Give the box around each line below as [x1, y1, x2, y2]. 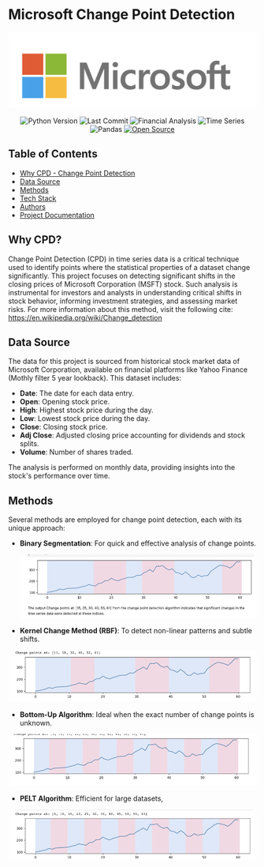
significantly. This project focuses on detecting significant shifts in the [8, 271, 236, 280]
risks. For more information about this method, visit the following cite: [8, 304, 234, 313]
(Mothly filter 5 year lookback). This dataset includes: [8, 373, 182, 383]
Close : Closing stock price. [19, 422, 108, 432]
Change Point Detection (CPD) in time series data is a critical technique [8, 254, 240, 264]
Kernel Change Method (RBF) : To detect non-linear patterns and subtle [19, 626, 253, 636]
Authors [19, 201, 46, 211]
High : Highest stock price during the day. [19, 405, 154, 415]
